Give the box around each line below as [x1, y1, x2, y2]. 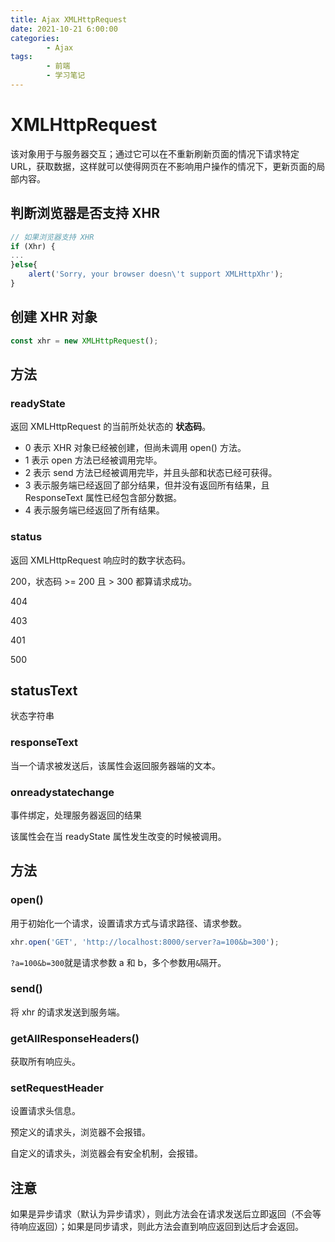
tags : [10, 52, 33, 62]
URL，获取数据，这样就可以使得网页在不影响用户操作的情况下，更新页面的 [10, 160, 317, 172]
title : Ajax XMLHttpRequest [10, 14, 128, 25]
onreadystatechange [10, 785, 115, 799]
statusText [10, 682, 78, 699]
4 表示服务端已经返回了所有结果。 [24, 504, 165, 516]
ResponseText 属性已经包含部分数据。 [24, 492, 183, 504]
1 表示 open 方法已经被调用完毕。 [24, 454, 163, 466]
